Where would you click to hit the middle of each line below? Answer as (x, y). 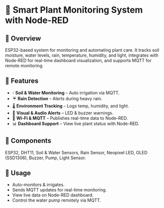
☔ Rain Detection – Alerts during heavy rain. (57, 98)
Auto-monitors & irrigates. (38, 185)
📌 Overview (23, 38)
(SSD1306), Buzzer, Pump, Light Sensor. (46, 158)
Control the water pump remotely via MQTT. (57, 200)
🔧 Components (28, 141)
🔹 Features (22, 81)
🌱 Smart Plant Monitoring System (74, 10)
